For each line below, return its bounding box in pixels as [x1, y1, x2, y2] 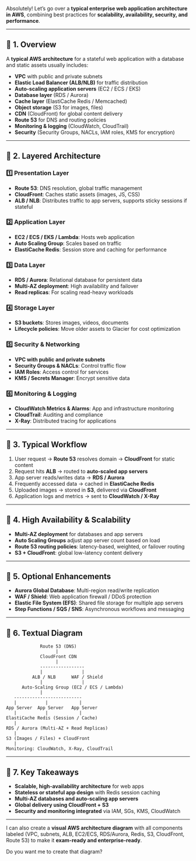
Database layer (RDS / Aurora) [14, 91, 89, 98]
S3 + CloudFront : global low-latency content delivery [14, 549, 143, 556]
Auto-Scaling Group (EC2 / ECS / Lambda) [21, 684, 124, 690]
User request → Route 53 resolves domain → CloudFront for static [14, 455, 175, 462]
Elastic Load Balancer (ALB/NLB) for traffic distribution [14, 79, 148, 86]
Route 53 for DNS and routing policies [14, 116, 107, 123]
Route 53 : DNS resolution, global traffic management [14, 184, 142, 192]
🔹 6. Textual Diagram [6, 628, 83, 638]
